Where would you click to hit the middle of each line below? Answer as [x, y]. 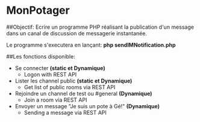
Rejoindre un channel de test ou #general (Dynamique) [83, 93]
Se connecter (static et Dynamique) [60, 68]
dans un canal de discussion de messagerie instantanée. [77, 33]
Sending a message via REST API [65, 112]
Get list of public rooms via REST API [70, 87]
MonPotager [38, 10]
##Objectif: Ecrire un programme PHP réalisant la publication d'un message [100, 27]
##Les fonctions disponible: [41, 56]
